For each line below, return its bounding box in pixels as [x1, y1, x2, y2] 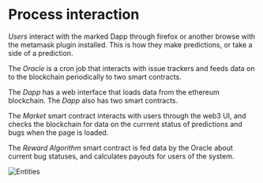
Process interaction [8, 6, 140, 24]
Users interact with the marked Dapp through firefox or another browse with [8, 32, 256, 41]
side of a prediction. [8, 48, 73, 58]
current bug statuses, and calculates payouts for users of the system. [8, 151, 235, 161]
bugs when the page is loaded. [8, 128, 109, 137]
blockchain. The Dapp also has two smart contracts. [8, 95, 178, 105]
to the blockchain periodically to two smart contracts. [8, 72, 182, 81]
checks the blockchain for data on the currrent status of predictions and [8, 119, 242, 129]
